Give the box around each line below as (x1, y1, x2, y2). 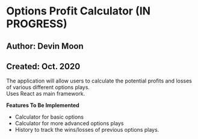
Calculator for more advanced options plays (14, 120, 124, 127)
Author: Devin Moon (6, 41, 84, 51)
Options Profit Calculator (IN (6, 4, 151, 18)
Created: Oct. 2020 (6, 61, 81, 72)
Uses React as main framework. (6, 90, 85, 97)
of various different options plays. (6, 84, 90, 91)
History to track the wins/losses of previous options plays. (14, 126, 159, 134)
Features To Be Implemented (6, 102, 79, 109)
